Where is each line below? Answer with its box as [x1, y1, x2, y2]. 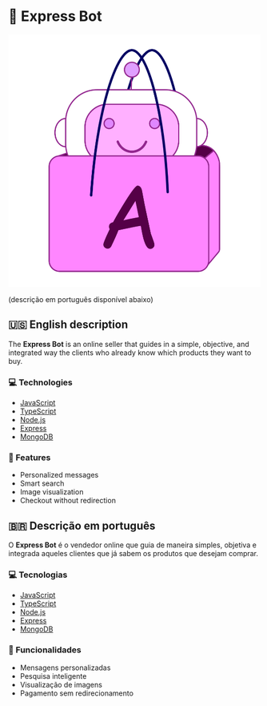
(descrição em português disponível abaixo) [8, 294, 153, 304]
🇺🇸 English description [8, 318, 129, 332]
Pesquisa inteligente [19, 671, 87, 680]
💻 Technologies [8, 377, 74, 388]
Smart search [19, 478, 65, 488]
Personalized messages [19, 470, 99, 480]
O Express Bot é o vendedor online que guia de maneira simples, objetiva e [8, 540, 257, 550]
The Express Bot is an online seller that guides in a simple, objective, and [8, 339, 249, 349]
